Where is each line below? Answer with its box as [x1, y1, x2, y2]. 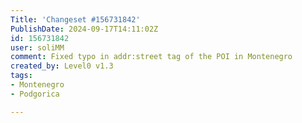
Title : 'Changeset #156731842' [10, 14, 141, 25]
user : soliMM [10, 42, 65, 53]
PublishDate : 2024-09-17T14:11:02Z [10, 24, 159, 34]
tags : [10, 71, 33, 81]
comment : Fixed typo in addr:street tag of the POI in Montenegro [10, 52, 293, 62]
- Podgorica [10, 89, 60, 99]
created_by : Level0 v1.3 [10, 61, 114, 71]
